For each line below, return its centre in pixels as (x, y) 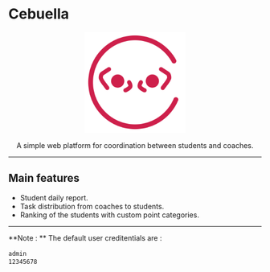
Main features (44, 178)
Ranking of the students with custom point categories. (109, 215)
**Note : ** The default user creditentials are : (85, 237)
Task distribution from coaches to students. (92, 206)
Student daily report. (54, 197)
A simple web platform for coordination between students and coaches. (135, 145)
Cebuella (39, 14)
